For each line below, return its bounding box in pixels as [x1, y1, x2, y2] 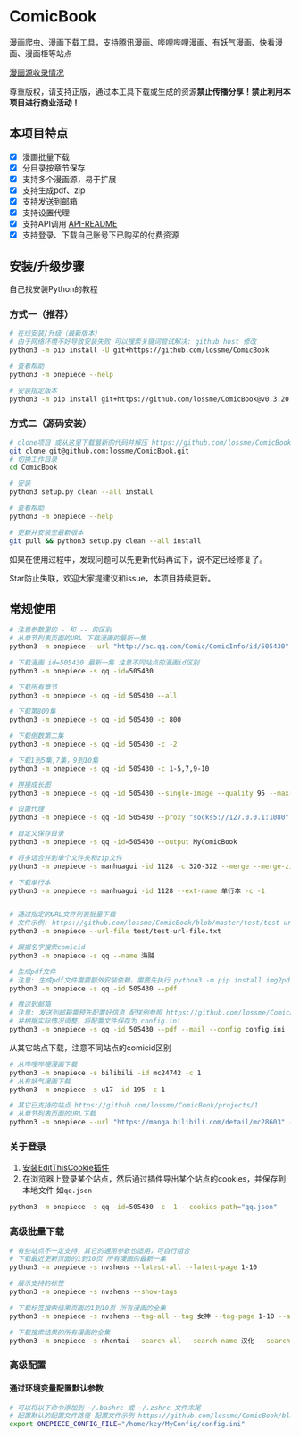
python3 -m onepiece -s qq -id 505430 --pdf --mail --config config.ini [9, 1025, 286, 1034]
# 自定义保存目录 [9, 829, 64, 839]
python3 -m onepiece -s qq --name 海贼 [9, 951, 155, 960]
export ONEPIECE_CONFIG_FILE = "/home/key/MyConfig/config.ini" [9, 1420, 246, 1429]
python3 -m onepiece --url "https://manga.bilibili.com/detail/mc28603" [9, 1118, 286, 1127]
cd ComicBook [9, 463, 58, 472]
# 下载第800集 [9, 707, 56, 716]
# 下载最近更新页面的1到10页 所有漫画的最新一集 [9, 1255, 167, 1264]
